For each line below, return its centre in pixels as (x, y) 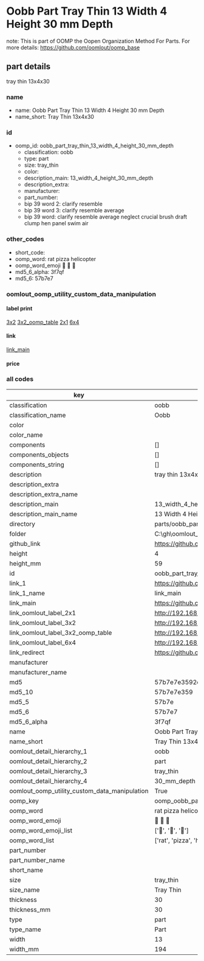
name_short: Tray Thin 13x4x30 (54, 117)
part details (29, 67)
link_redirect (27, 652)
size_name (25, 890)
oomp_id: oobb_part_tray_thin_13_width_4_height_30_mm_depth (94, 146)
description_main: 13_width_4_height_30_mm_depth (89, 178)
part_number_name (37, 860)
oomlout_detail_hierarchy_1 (48, 751)
